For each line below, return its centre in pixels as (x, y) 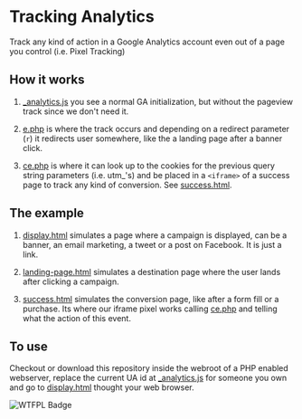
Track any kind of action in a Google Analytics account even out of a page (147, 42)
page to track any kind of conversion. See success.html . (127, 185)
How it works (47, 80)
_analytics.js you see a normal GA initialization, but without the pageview (158, 101)
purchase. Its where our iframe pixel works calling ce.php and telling (150, 309)
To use (28, 346)
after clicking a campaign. (71, 281)
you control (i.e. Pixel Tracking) (67, 51)
